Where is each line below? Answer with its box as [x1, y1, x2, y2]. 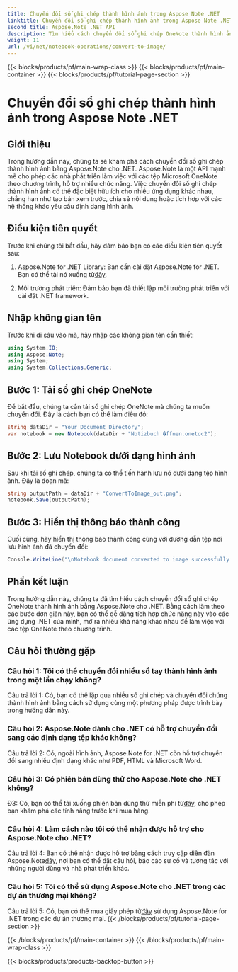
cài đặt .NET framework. [17, 291, 89, 299]
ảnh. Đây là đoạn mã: [7, 476, 69, 485]
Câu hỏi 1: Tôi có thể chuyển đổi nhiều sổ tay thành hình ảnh [7, 666, 217, 676]
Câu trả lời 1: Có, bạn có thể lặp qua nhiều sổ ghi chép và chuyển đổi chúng [7, 691, 228, 699]
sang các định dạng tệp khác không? [7, 733, 137, 743]
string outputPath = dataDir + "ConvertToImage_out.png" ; [7, 490, 182, 497]
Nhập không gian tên [7, 312, 101, 324]
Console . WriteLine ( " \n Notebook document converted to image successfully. [7, 556, 233, 564]
